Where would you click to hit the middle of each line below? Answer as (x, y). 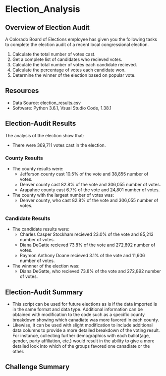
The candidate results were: (41, 229)
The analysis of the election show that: (45, 135)
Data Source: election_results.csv (46, 103)
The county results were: (38, 168)
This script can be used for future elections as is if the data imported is (85, 304)
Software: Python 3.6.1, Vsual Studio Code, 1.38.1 (62, 108)
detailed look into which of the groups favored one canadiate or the (81, 346)
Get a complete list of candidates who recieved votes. (67, 59)
